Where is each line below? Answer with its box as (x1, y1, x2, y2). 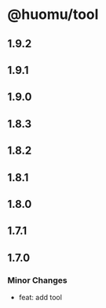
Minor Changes (7, 274, 68, 285)
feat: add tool (18, 293, 62, 302)
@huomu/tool (7, 6, 99, 24)
